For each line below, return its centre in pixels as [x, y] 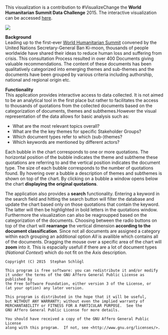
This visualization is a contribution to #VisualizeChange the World [73, 7]
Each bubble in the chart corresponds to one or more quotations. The [77, 152]
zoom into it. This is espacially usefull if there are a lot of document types [81, 247]
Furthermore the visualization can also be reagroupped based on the [76, 215]
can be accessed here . [29, 18]
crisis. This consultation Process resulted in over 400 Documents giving [79, 58]
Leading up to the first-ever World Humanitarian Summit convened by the [81, 43]
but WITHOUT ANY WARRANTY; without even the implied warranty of [75, 301]
